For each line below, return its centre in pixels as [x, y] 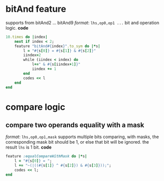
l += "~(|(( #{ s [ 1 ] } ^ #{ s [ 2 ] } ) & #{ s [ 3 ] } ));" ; [63, 166]
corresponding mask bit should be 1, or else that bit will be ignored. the [77, 142]
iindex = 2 [32, 55]
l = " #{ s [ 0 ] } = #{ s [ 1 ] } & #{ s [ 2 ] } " [60, 51]
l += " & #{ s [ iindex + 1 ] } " [56, 64]
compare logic [35, 107]
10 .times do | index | [27, 37]
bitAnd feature [36, 9]
